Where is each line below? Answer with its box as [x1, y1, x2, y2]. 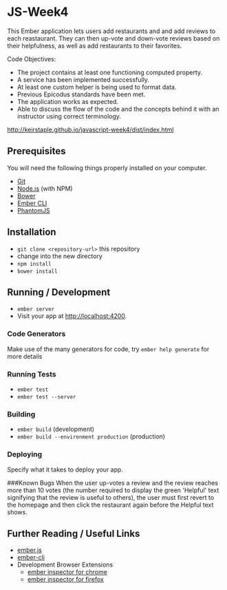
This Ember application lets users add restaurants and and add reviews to [7, 27, 216, 35]
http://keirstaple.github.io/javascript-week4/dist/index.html [7, 125, 174, 134]
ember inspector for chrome [27, 568, 108, 576]
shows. [7, 507, 28, 516]
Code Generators [7, 329, 66, 339]
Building [7, 409, 36, 419]
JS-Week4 [7, 4, 69, 20]
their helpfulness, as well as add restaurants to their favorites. [7, 41, 182, 50]
